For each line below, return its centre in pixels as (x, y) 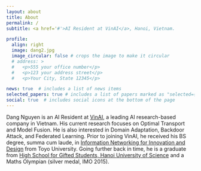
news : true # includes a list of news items (64, 89)
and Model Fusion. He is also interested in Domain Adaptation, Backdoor (95, 130)
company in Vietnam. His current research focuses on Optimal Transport (96, 123)
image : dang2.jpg (33, 51)
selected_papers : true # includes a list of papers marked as (85, 94)
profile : (17, 39)
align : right (28, 45)
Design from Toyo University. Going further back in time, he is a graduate (96, 149)
